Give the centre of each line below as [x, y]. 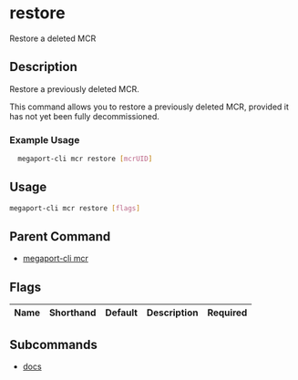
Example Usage [45, 139]
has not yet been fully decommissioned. [84, 116]
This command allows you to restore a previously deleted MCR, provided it [149, 107]
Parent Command [60, 236]
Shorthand [72, 313]
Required [227, 313]
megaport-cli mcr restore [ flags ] [75, 208]
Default [121, 313]
